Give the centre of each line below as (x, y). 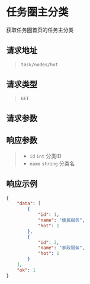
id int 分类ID (46, 156)
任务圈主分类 (38, 12)
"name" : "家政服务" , (61, 248)
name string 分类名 (52, 163)
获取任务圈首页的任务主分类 (40, 30)
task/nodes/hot (39, 64)
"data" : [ (29, 203)
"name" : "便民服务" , (61, 220)
